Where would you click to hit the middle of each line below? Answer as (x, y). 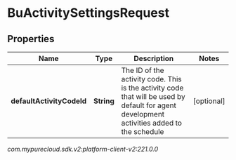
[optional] (209, 101)
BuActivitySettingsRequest (88, 13)
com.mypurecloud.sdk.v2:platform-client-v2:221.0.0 (83, 149)
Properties (31, 39)
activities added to (152, 123)
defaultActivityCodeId (49, 101)
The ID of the (143, 70)
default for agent (149, 105)
